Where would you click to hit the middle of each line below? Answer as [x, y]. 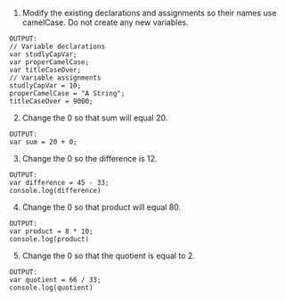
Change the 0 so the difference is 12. [90, 159]
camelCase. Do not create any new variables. [105, 22]
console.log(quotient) [51, 288]
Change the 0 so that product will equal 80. [102, 207]
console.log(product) [49, 239]
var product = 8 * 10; [51, 231]
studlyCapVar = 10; [45, 86]
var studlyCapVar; [43, 54]
